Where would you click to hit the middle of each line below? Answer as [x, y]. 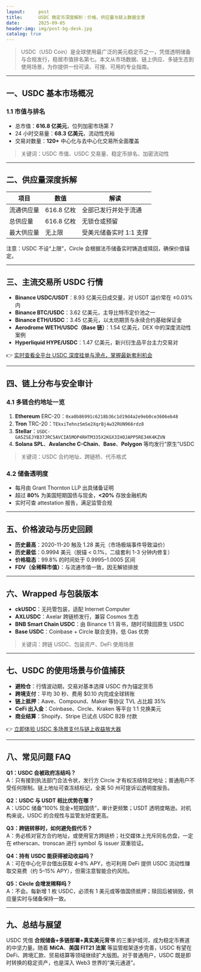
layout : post [28, 12]
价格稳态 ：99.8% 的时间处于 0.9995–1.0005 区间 [75, 560]
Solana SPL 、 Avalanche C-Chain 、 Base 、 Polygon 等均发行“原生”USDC [104, 444]
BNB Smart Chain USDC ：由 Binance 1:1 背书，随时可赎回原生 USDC [99, 624]
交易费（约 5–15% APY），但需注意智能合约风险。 [72, 871]
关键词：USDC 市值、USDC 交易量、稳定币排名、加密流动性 [95, 153]
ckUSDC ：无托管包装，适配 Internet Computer [72, 609]
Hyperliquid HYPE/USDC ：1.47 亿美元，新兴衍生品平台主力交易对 [96, 343]
